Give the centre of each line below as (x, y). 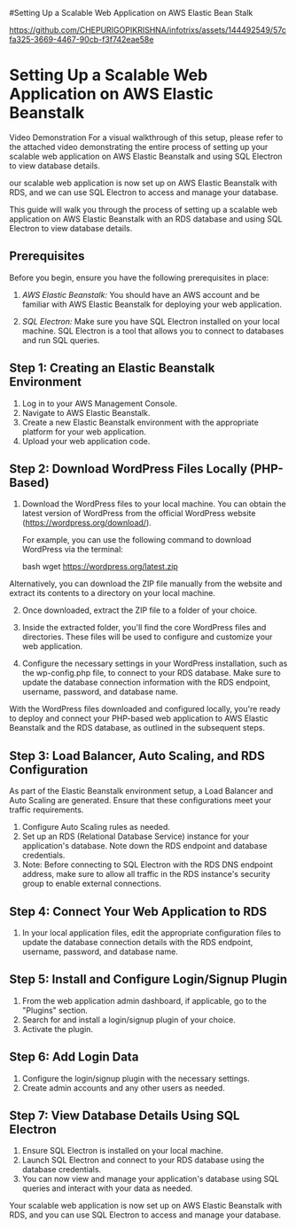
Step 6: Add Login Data (74, 1057)
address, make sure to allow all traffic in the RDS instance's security (146, 874)
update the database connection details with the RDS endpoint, (137, 942)
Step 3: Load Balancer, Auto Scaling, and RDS (137, 756)
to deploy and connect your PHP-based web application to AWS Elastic (139, 718)
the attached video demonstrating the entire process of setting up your (139, 146)
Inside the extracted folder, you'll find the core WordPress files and (144, 628)
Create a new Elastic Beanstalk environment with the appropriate (140, 422)
